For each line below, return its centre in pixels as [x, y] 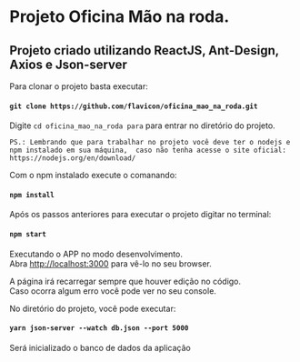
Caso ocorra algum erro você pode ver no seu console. [113, 291]
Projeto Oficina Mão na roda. [120, 17]
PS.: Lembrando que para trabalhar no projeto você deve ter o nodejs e [150, 143]
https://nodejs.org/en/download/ [73, 158]
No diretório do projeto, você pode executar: [93, 308]
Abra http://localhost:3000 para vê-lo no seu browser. [110, 263]
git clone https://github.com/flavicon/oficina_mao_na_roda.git [134, 106]
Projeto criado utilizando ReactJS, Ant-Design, [144, 50]
